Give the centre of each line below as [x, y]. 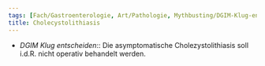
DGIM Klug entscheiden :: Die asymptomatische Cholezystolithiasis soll [134, 45]
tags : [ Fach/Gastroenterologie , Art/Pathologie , [90, 15]
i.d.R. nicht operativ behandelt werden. [82, 53]
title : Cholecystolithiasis [54, 23]
